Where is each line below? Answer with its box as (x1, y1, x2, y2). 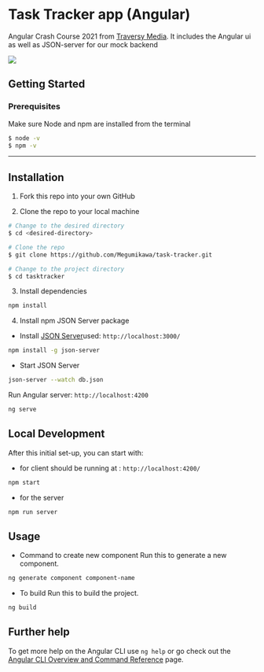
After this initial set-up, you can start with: (8, 448, 144, 457)
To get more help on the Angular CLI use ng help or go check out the (8, 646, 231, 655)
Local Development (8, 427, 105, 441)
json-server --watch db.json (8, 376, 104, 384)
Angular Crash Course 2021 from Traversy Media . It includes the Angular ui (8, 31, 251, 41)
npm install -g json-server (8, 346, 101, 355)
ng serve (8, 405, 37, 414)
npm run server (8, 508, 58, 516)
